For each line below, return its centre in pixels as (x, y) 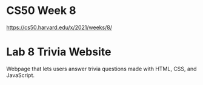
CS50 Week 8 (42, 11)
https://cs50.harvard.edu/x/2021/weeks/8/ (59, 27)
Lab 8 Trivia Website (59, 52)
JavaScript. (21, 75)
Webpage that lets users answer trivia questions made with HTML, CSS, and (101, 69)
